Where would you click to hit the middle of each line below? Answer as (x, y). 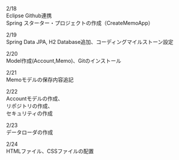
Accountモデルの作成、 (35, 98)
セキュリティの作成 (30, 113)
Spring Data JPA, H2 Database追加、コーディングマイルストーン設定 (90, 42)
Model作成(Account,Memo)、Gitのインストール (64, 61)
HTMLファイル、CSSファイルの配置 (50, 151)
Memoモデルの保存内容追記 (40, 80)
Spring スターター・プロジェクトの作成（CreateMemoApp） (80, 23)
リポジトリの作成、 (30, 106)
